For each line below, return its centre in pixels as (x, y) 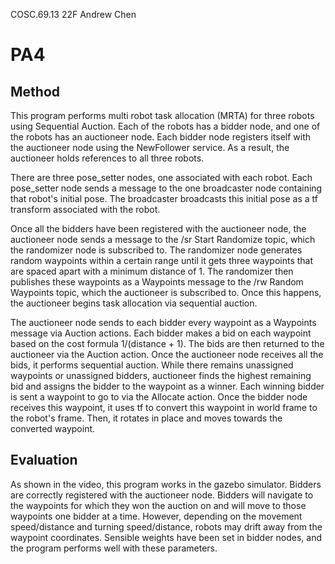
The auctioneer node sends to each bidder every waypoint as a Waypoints (163, 322)
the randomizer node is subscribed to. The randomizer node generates (156, 250)
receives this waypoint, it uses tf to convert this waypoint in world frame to (164, 407)
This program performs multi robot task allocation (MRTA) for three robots (162, 115)
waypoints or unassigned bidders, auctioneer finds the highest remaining (161, 375)
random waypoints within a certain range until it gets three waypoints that (162, 260)
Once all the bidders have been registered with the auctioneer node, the (158, 228)
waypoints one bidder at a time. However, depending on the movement (156, 516)
